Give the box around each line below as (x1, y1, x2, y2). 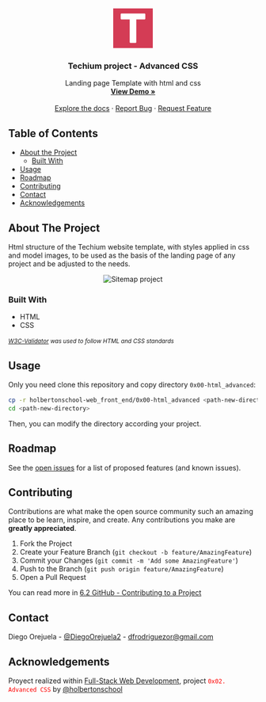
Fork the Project (19, 539, 73, 548)
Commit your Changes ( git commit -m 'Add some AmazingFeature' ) (19, 555, 239, 566)
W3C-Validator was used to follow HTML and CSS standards (8, 338, 174, 345)
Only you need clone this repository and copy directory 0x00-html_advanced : (8, 380, 256, 390)
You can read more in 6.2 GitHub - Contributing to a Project (8, 588, 202, 597)
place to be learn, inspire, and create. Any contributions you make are (8, 515, 236, 525)
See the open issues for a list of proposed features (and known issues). (8, 463, 241, 472)
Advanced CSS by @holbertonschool (8, 685, 123, 694)
